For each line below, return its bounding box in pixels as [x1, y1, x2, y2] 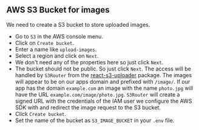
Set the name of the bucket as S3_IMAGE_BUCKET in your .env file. [15, 117, 175, 124]
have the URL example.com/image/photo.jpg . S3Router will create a [15, 91, 180, 98]
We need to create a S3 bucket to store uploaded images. [6, 21, 150, 28]
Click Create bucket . [15, 110, 67, 117]
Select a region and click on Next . [15, 52, 99, 60]
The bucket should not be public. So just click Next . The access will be [15, 65, 191, 72]
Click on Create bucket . [15, 39, 75, 46]
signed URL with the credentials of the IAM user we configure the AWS [15, 97, 192, 104]
